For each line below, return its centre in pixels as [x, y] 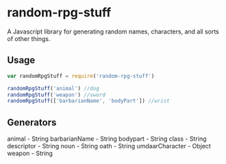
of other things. [29, 38]
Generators [32, 122]
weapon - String [30, 153]
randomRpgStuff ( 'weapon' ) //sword [56, 95]
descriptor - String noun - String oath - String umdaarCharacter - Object [109, 146]
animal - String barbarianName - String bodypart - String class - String [107, 139]
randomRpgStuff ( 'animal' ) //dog [53, 88]
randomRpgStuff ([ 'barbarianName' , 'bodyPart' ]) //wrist [88, 101]
